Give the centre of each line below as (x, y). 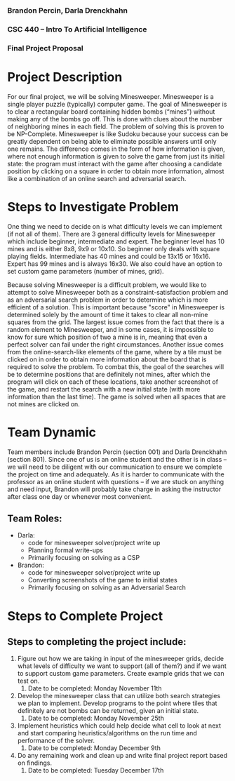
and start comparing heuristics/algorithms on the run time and (107, 733)
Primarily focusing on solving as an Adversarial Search (107, 587)
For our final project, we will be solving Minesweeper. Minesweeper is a (110, 96)
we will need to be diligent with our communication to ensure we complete (115, 467)
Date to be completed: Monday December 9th (94, 748)
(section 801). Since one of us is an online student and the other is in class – (117, 459)
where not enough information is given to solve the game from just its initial (116, 156)
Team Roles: (35, 518)
